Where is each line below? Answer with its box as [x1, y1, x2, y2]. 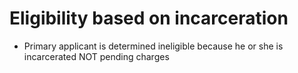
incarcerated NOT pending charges [23, 50, 170, 62]
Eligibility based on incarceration [9, 7, 289, 30]
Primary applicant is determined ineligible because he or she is [23, 40, 284, 52]
